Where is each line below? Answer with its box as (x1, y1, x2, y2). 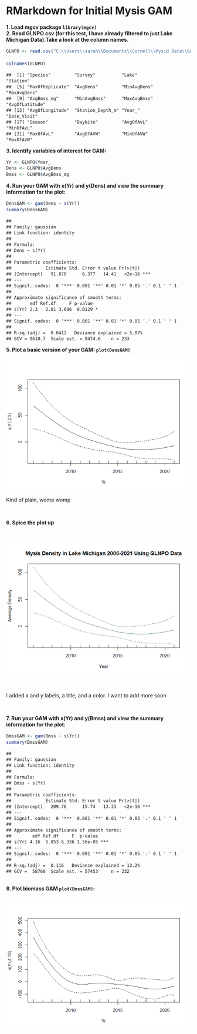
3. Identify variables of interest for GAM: (6, 147, 107, 154)
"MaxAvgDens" (6, 89, 38, 95)
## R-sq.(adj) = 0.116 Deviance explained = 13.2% (6, 862, 141, 869)
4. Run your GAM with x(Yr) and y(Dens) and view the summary (6, 182, 164, 189)
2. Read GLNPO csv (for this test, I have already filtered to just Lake (6, 29, 173, 36)
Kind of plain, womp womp (6, 496, 71, 503)
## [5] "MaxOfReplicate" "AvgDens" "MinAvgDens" (6, 84, 154, 89)
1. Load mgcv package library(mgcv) (6, 24, 97, 31)
